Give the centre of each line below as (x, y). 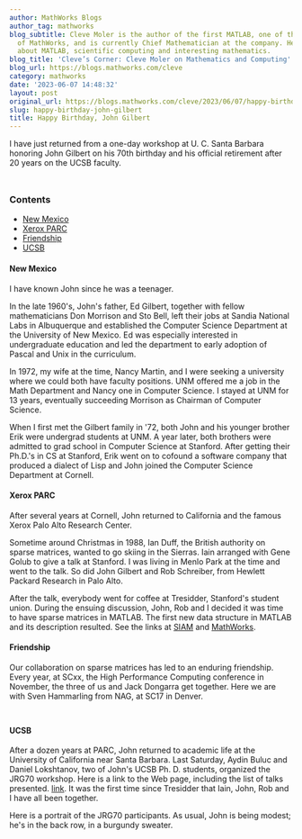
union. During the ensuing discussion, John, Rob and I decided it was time (147, 608)
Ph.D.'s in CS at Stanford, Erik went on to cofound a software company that (148, 456)
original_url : (36, 101)
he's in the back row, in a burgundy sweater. (91, 825)
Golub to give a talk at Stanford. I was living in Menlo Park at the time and (145, 561)
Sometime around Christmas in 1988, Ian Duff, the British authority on (138, 542)
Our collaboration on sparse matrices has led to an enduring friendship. (142, 668)
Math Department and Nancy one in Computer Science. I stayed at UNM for (149, 390)
